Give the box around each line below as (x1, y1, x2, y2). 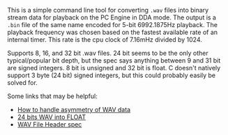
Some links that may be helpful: (7, 92, 98, 100)
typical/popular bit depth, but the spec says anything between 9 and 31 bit (7, 56, 221, 65)
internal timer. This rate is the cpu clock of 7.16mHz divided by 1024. (7, 35, 202, 44)
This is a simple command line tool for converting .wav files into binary (7, 6, 209, 14)
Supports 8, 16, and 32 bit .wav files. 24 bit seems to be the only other (7, 49, 209, 57)
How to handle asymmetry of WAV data (17, 106, 131, 113)
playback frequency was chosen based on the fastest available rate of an (7, 28, 218, 36)
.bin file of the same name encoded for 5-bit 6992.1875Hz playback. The (7, 21, 218, 29)
